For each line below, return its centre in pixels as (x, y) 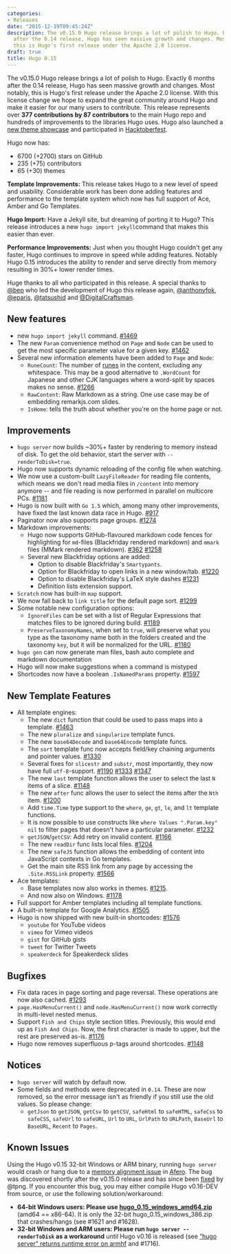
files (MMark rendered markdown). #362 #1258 (95, 549)
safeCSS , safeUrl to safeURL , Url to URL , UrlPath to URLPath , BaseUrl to (125, 1118)
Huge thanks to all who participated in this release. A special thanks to (107, 283)
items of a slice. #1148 (59, 786)
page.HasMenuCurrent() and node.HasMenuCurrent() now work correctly (117, 1007)
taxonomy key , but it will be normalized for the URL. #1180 (109, 645)
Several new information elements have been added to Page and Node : (115, 357)
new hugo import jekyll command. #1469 (77, 336)
